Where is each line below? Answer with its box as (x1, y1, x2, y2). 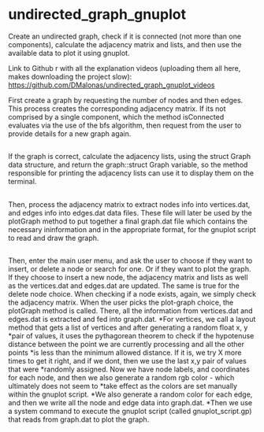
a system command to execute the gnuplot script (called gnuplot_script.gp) (8, 407, 252, 416)
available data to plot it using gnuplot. (8, 48, 130, 57)
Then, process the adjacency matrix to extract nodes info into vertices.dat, (8, 199, 251, 209)
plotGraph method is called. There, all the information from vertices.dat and (8, 306, 254, 316)
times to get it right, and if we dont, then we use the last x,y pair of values (8, 356, 247, 366)
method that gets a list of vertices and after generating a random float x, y (8, 323, 248, 332)
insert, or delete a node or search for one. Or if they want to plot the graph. (8, 264, 251, 274)
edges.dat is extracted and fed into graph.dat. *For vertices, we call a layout (8, 315, 256, 324)
